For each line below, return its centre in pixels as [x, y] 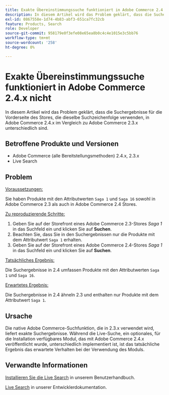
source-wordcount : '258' [31, 43]
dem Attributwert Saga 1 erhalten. [47, 240]
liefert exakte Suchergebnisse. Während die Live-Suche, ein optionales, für [83, 333]
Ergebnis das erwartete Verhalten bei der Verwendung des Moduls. [75, 349]
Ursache [19, 316]
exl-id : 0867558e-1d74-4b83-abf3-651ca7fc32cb [55, 19]
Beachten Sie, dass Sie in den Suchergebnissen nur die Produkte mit [83, 234]
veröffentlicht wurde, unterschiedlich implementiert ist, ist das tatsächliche [82, 344]
